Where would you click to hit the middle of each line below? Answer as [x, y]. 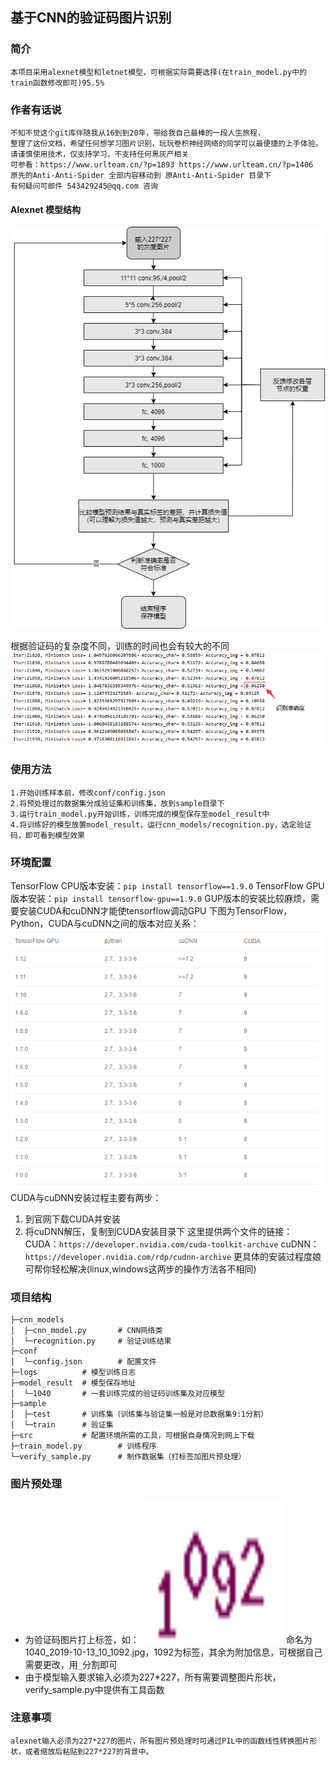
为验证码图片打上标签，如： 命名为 [168, 1639]
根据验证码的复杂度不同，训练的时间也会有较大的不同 [120, 645]
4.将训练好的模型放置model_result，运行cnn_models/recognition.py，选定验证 [161, 824]
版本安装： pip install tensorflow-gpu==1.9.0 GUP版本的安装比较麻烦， [160, 898]
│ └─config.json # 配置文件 [83, 1362]
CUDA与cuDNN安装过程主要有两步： [86, 1197]
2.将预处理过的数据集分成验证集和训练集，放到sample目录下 [117, 803]
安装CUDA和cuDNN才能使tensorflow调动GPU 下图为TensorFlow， [155, 910]
